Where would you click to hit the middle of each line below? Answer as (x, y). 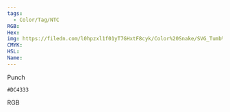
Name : (15, 58)
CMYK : (15, 45)
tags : (15, 13)
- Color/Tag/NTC (36, 20)
